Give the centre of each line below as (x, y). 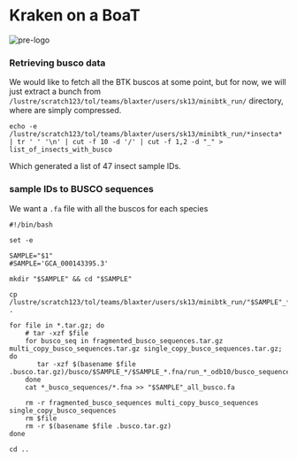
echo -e (23, 127)
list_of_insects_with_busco (61, 150)
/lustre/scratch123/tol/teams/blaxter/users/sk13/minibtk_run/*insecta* (146, 134)
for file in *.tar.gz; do (57, 325)
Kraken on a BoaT (75, 15)
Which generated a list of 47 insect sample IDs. (95, 166)
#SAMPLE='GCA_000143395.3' (59, 263)
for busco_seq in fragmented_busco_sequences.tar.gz (124, 341)
